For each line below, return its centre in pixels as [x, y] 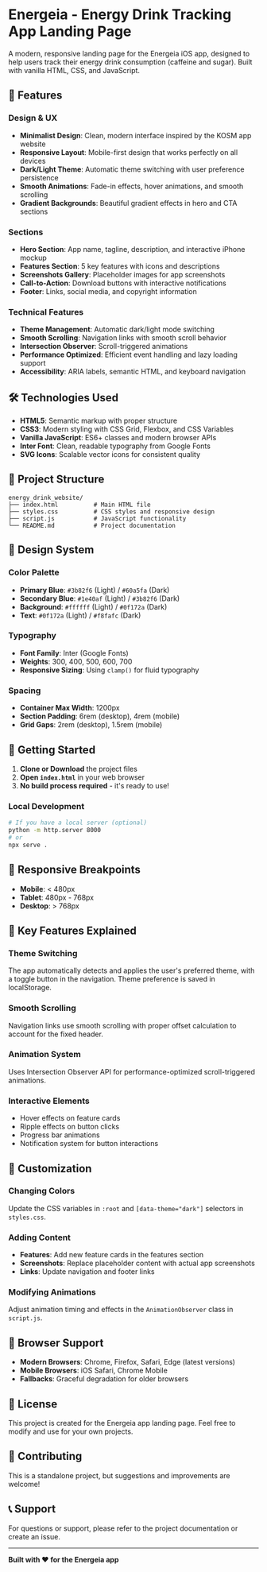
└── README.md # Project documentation [92, 525]
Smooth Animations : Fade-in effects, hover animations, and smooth [132, 186]
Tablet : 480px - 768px [57, 897]
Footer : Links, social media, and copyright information [108, 291]
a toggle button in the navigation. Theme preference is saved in [112, 979]
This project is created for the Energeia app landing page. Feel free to [122, 1423]
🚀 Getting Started [52, 750]
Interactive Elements [49, 1101]
